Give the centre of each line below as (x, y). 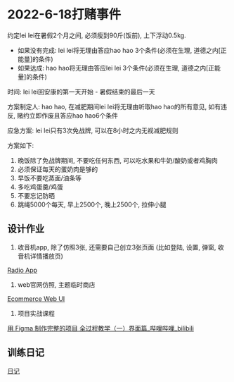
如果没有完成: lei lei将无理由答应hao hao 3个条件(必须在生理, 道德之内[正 (122, 50)
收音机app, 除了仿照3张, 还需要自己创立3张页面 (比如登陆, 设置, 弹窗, (117, 247)
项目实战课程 (36, 313)
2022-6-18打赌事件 (64, 14)
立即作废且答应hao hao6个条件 (73, 115)
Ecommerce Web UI (36, 298)
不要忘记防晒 (36, 195)
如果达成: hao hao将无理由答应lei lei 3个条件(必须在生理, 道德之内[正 (116, 68)
